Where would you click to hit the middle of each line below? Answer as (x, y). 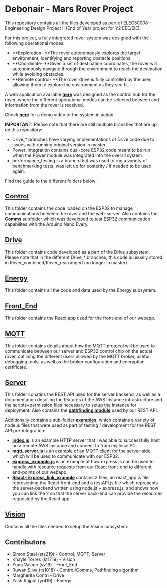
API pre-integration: (25, 430)
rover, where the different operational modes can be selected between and (82, 99)
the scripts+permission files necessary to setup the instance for (71, 405)
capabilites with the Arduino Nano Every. (47, 224)
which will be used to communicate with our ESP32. (66, 456)
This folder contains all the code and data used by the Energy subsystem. (81, 290)
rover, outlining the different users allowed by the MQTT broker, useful (77, 356)
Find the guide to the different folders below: (51, 181)
